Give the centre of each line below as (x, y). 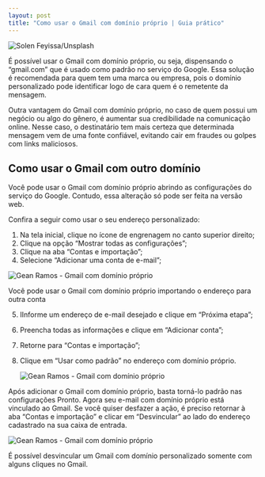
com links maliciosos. (43, 143)
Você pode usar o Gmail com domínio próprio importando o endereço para (130, 291)
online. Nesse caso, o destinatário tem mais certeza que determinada (121, 127)
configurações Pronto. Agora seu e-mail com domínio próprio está (116, 400)
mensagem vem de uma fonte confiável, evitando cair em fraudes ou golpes (132, 135)
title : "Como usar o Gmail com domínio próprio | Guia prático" (116, 23)
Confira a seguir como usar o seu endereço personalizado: (104, 219)
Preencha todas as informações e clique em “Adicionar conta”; (121, 330)
